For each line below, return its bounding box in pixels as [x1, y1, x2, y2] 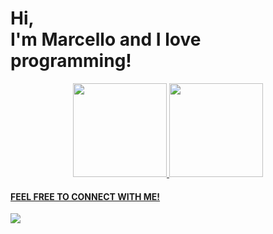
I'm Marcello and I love [10, 28, 202, 51]
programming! [10, 50, 132, 72]
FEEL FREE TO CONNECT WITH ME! [10, 190, 161, 202]
